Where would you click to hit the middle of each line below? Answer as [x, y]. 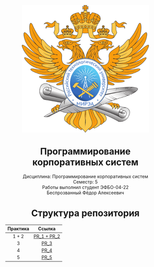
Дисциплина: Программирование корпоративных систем [85, 176]
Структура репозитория [85, 213]
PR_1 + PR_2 [47, 236]
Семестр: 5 [85, 182]
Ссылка [47, 229]
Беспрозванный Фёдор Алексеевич [85, 193]
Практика [18, 229]
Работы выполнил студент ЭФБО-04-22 [85, 187]
